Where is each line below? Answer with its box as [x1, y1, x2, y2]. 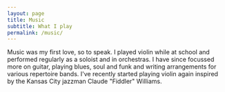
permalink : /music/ [7, 29, 63, 36]
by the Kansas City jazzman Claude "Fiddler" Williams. [7, 77, 162, 86]
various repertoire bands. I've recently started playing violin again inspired [7, 70, 219, 78]
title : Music [7, 16, 45, 23]
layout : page [7, 10, 45, 17]
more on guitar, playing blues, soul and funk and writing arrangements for [7, 62, 217, 71]
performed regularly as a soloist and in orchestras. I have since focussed [7, 56, 215, 64]
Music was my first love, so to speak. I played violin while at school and [7, 48, 211, 56]
